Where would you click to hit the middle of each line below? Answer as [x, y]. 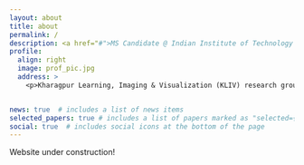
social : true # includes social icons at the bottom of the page [137, 126]
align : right [42, 60]
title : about [34, 26]
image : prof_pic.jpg [56, 69]
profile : [26, 52]
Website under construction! [62, 152]
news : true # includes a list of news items [96, 110]
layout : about [36, 18]
